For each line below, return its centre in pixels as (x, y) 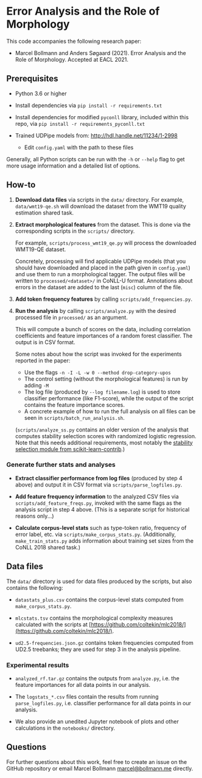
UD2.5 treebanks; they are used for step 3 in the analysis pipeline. (98, 649)
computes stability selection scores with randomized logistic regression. (106, 436)
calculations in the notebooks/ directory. (65, 728)
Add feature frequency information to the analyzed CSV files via (97, 496)
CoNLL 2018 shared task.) (48, 547)
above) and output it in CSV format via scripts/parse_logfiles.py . (99, 485)
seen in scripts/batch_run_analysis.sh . (74, 417)
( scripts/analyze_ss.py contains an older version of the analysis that (102, 430)
